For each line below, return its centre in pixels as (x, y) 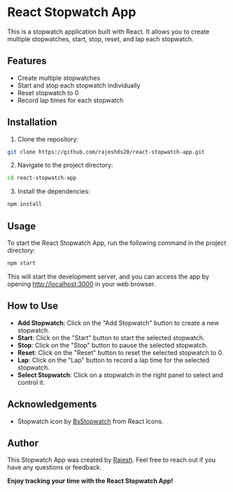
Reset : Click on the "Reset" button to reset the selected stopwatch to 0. (120, 352)
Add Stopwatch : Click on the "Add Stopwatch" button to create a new (118, 323)
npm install (24, 204)
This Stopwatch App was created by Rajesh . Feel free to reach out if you (111, 460)
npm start (22, 263)
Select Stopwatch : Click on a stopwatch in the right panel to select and (120, 374)
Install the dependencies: (54, 191)
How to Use (33, 306)
